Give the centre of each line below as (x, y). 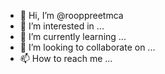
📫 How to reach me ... (66, 58)
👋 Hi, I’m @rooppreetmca (71, 15)
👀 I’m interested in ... (62, 26)
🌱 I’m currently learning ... (73, 36)
